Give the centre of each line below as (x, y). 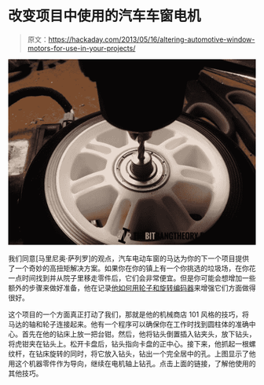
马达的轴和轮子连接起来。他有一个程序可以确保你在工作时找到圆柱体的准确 (128, 324)
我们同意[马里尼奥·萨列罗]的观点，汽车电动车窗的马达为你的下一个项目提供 (129, 258)
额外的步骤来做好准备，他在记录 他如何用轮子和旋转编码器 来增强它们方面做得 (132, 288)
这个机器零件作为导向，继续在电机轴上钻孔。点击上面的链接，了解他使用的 (135, 363)
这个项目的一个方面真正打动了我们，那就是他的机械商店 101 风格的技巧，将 (129, 314)
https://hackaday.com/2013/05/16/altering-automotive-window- (152, 39)
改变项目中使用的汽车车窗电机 (105, 16)
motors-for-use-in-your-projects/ (81, 48)
